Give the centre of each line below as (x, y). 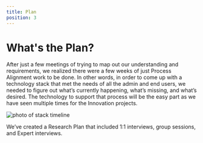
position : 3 (21, 18)
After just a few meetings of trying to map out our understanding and (92, 65)
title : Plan (21, 12)
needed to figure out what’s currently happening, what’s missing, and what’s (101, 90)
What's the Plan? (50, 48)
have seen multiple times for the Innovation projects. (72, 103)
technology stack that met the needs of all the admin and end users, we (96, 84)
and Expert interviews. (34, 133)
